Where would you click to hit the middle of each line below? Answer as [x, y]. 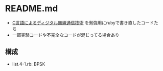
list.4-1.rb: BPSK [29, 64]
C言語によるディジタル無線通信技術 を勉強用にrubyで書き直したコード [83, 23]
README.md [32, 9]
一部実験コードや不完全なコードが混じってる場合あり [66, 35]
